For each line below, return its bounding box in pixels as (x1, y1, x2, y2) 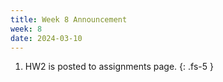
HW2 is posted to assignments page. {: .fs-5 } (24, 61, 214, 73)
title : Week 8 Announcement (10, 14, 128, 25)
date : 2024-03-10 (10, 33, 83, 43)
